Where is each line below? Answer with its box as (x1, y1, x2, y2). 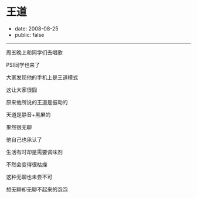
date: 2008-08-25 (14, 25, 59, 32)
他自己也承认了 (6, 136, 42, 143)
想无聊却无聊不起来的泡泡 (6, 186, 68, 193)
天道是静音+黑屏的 (6, 111, 51, 118)
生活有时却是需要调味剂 (6, 148, 63, 155)
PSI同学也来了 (6, 61, 40, 68)
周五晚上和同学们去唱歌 (6, 49, 63, 56)
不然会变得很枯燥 (6, 161, 47, 168)
